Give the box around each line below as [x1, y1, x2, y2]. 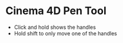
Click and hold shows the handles [14, 24, 97, 31]
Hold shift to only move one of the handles [14, 29, 117, 37]
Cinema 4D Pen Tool [5, 4, 107, 18]
